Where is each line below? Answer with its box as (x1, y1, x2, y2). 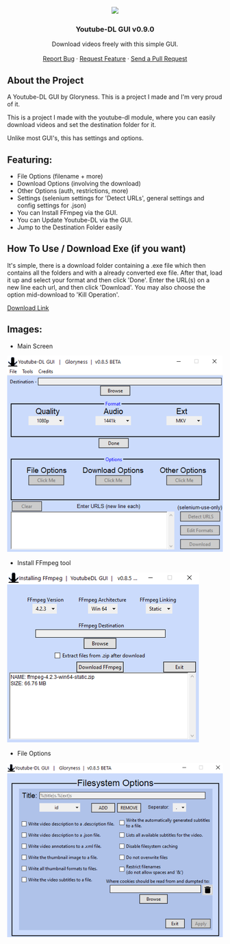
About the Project (7, 74, 84, 86)
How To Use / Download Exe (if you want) (7, 243, 186, 255)
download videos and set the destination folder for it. (7, 121, 156, 129)
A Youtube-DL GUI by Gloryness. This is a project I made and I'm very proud (7, 93, 222, 101)
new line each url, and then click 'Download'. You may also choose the (7, 283, 206, 291)
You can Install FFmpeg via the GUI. (16, 208, 118, 216)
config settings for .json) (16, 201, 87, 209)
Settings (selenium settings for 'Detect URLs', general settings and (16, 194, 205, 202)
